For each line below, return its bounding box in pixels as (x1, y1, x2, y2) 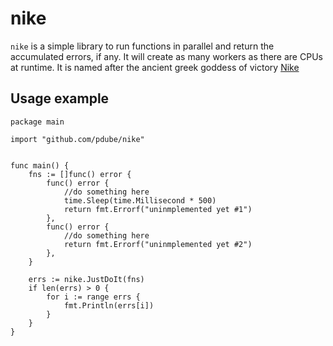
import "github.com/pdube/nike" (10, 134, 145, 144)
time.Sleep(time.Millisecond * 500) (63, 195, 217, 206)
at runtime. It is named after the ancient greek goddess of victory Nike (10, 61, 300, 73)
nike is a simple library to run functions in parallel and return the (10, 40, 275, 52)
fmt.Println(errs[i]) (63, 300, 155, 311)
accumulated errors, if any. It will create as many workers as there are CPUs (10, 50, 323, 62)
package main (10, 117, 65, 127)
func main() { (10, 160, 70, 171)
